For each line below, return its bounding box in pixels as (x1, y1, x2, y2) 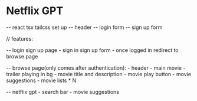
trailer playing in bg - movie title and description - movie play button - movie (6, 70, 192, 77)
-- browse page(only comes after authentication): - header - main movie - (6, 64, 186, 71)
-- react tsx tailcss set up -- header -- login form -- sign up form (6, 24, 163, 31)
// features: (6, 35, 34, 42)
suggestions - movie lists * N (6, 77, 77, 84)
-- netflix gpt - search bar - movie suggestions (6, 88, 120, 95)
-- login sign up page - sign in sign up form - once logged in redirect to (6, 46, 179, 54)
